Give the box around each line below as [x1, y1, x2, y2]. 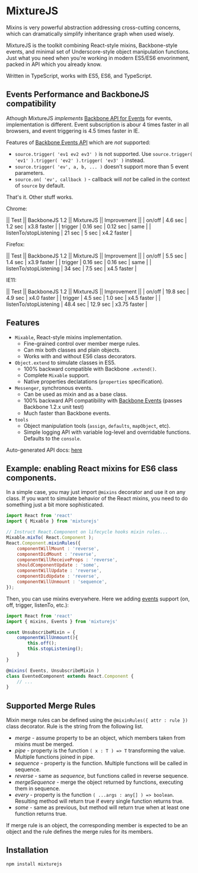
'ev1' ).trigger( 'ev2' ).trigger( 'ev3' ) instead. [14, 157, 145, 164]
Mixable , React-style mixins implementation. [14, 333, 123, 340]
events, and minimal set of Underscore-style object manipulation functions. [6, 48, 190, 55]
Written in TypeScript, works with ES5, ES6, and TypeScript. [6, 72, 152, 79]
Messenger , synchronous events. [14, 384, 93, 391]
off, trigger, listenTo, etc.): [6, 601, 69, 608]
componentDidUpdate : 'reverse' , [17, 573, 100, 580]
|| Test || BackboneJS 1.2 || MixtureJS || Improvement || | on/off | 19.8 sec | [6, 287, 189, 295]
